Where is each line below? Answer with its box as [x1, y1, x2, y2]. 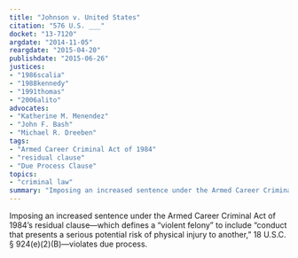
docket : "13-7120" [9, 29, 77, 38]
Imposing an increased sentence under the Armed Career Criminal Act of [9, 210, 277, 221]
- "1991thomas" [9, 87, 66, 96]
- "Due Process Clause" [9, 161, 98, 170]
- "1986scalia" [9, 71, 66, 80]
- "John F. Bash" [9, 121, 74, 129]
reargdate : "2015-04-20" [9, 46, 101, 55]
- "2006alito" [9, 95, 62, 105]
